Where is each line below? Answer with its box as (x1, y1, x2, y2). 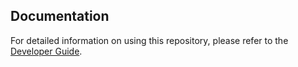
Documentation (10, 8, 110, 25)
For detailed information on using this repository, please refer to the (10, 34, 289, 46)
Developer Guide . (10, 45, 83, 57)
